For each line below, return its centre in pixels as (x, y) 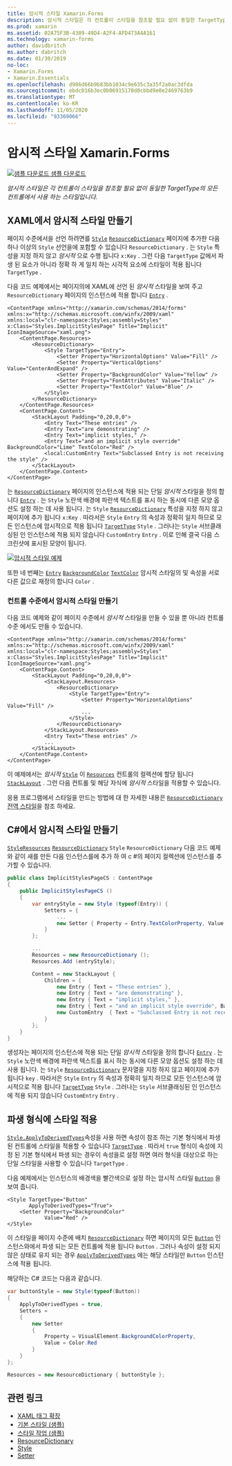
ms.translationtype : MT (41, 98)
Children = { (62, 980)
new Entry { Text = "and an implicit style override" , (137, 1006)
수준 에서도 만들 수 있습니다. (45, 626)
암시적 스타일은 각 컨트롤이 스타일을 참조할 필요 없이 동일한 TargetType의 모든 (113, 188)
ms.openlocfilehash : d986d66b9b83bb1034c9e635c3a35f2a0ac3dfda (100, 84)
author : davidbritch (37, 46)
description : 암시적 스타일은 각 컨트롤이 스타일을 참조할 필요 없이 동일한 (101, 20)
